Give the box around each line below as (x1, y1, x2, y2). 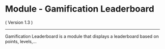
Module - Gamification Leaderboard (5, 3, 155, 15)
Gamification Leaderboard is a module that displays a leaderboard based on (5, 33, 159, 39)
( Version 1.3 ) (5, 19, 33, 25)
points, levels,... (5, 38, 37, 44)
